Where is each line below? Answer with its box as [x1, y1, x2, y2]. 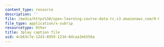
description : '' [5, 12, 38, 17]
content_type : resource [5, 7, 54, 12]
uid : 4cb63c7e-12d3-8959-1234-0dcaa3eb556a [5, 35, 95, 40]
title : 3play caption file [5, 30, 60, 35]
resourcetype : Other [5, 25, 47, 30]
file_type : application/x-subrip [5, 21, 73, 26]
